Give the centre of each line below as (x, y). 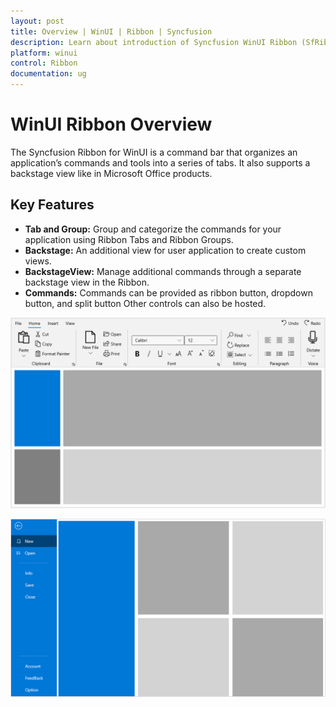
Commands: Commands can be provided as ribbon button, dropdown (168, 292)
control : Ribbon (44, 63)
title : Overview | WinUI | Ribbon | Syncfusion (111, 31)
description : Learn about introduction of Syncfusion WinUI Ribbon (154, 42)
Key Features (52, 205)
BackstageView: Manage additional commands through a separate (163, 271)
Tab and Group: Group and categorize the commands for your (153, 229)
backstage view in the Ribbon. (87, 282)
